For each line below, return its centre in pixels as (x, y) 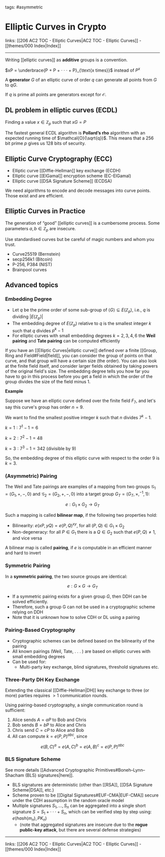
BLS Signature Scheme (33, 759)
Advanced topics (32, 285)
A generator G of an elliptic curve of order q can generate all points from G (81, 80)
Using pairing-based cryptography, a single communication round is (74, 705)
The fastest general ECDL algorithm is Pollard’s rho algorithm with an (75, 133)
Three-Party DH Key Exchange (42, 679)
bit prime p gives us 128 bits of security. (45, 143)
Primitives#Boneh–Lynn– (120, 770)
